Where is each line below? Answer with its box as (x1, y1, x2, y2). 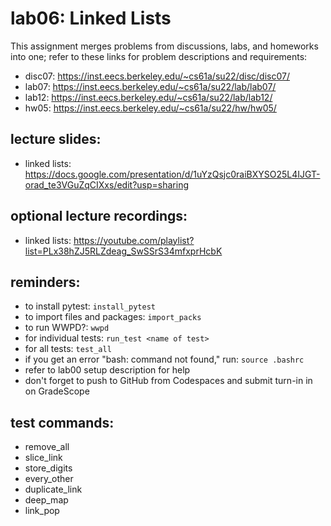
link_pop (24, 505, 60, 517)
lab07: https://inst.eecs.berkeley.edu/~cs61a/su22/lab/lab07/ (24, 80, 277, 92)
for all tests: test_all (24, 343, 112, 355)
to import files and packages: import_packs (24, 311, 202, 323)
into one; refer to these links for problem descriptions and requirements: (10, 50, 308, 62)
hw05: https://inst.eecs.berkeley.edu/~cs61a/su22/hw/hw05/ (24, 102, 277, 114)
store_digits (24, 462, 73, 474)
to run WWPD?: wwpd (24, 322, 110, 334)
